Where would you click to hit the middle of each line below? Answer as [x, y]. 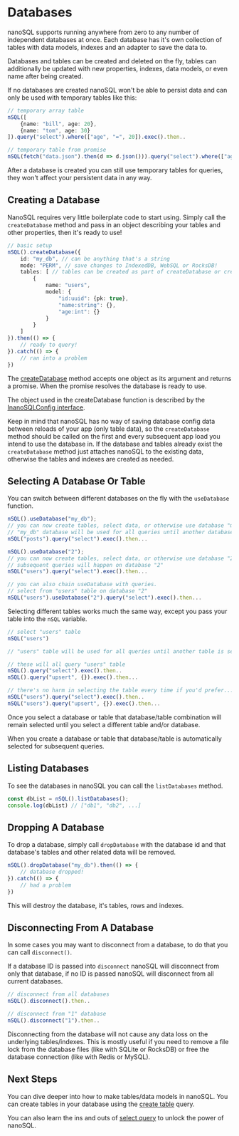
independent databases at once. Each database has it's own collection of [115, 39]
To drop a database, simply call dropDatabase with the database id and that [117, 845]
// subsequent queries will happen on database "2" [85, 565]
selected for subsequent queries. [56, 746]
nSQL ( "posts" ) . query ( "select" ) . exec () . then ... [78, 538]
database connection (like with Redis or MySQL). [79, 1057]
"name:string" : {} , [87, 305]
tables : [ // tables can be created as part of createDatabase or [121, 272]
